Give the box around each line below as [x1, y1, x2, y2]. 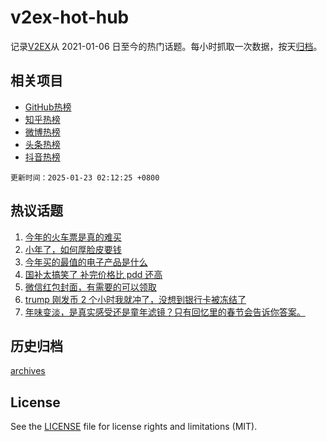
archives [10, 365, 46, 377]
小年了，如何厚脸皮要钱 [24, 243, 122, 255]
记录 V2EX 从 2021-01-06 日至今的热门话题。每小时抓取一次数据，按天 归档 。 [10, 40, 323, 52]
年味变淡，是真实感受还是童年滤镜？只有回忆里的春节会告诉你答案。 [24, 306, 306, 318]
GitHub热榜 [24, 101, 72, 113]
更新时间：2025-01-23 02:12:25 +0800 [10, 172, 160, 183]
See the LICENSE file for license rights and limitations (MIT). [10, 421, 258, 433]
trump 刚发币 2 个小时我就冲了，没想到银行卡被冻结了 [24, 293, 247, 305]
